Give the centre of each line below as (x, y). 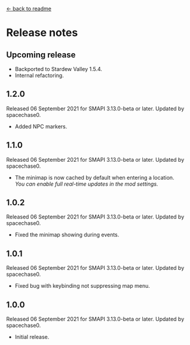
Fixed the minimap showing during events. (67, 235)
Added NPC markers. (41, 126)
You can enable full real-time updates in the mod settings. (86, 184)
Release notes (42, 33)
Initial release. (32, 337)
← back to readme (29, 9)
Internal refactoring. (39, 75)
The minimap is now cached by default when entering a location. (94, 177)
